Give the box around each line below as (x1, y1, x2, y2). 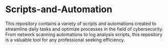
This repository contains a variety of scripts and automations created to (5, 20, 157, 27)
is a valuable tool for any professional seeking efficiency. (5, 37, 125, 43)
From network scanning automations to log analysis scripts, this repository (5, 31, 163, 37)
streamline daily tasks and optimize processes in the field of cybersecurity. (5, 26, 164, 32)
